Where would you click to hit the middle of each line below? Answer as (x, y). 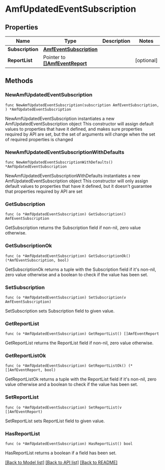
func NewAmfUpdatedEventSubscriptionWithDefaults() (59, 162)
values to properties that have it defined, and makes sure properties (74, 129)
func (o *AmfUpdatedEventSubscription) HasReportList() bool (69, 444)
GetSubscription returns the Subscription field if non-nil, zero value (73, 228)
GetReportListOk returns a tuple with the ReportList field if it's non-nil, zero (81, 379)
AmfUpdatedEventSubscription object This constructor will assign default (79, 123)
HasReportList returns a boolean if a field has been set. (61, 453)
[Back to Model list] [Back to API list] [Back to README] (61, 463)
